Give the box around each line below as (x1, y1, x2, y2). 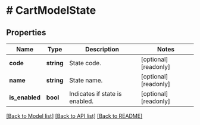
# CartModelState (6, 4, 96, 17)
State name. (69, 76, 103, 84)
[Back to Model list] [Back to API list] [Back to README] (6, 112, 143, 120)
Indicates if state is (69, 90, 122, 97)
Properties (6, 28, 46, 38)
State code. (69, 59, 101, 67)
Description (85, 45, 119, 53)
